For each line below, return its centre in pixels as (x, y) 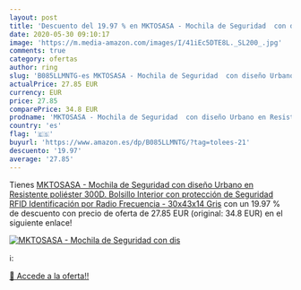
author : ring (34, 68)
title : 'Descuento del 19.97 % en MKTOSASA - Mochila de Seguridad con (148, 26)
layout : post (34, 17)
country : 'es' (36, 126)
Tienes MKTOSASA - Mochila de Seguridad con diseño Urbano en (131, 184)
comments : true (38, 51)
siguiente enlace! (41, 222)
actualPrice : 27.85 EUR (54, 84)
